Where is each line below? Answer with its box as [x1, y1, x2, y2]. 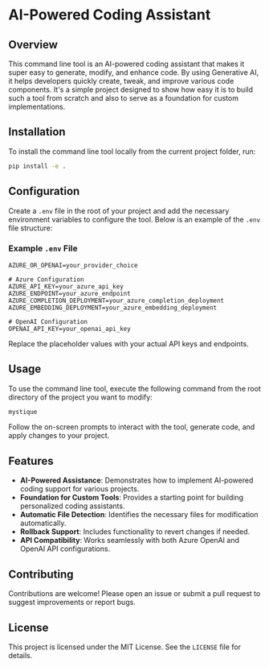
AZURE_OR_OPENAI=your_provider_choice [8, 261, 138, 269]
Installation [8, 125, 66, 139]
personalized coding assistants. [19, 501, 125, 511]
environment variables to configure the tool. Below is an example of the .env [8, 214, 261, 224]
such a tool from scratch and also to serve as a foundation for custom [8, 93, 239, 102]
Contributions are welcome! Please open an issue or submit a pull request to [8, 589, 261, 599]
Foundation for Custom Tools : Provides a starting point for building [19, 493, 243, 503]
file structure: [8, 223, 53, 233]
